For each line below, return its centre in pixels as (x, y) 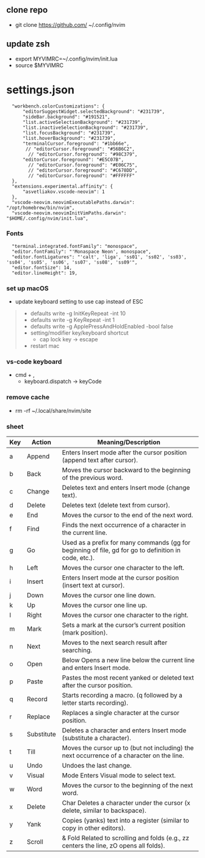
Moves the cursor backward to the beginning (126, 470)
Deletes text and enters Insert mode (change (126, 488)
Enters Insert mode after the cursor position (124, 453)
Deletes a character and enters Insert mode (124, 730)
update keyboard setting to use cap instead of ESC (79, 302)
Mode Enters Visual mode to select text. (119, 776)
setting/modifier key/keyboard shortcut (80, 333)
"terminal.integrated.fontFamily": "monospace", (75, 246)
